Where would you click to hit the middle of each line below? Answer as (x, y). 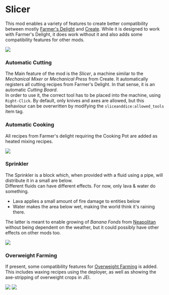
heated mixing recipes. (29, 141)
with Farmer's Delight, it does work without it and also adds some (74, 34)
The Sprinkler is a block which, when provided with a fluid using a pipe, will (84, 175)
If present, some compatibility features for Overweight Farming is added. (81, 266)
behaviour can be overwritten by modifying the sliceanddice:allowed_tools (85, 106)
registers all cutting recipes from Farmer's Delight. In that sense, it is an (80, 85)
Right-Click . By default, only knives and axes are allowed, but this (75, 101)
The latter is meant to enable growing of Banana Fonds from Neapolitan (81, 222)
